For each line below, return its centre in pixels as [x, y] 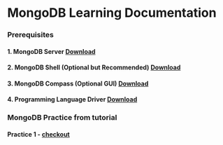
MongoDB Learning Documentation [112, 13]
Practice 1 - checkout [38, 134]
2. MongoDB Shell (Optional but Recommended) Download [94, 67]
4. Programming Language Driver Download [72, 99]
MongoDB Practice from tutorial [62, 118]
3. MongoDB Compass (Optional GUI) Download [78, 83]
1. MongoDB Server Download [51, 51]
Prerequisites [30, 35]
